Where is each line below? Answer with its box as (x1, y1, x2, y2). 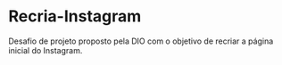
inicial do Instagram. (8, 45, 83, 55)
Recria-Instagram (8, 6, 142, 27)
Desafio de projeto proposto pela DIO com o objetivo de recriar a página (8, 36, 274, 46)
